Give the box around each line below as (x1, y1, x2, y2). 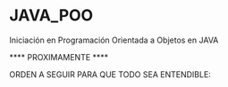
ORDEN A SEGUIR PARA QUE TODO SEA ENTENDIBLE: (9, 68, 212, 80)
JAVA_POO (9, 5, 94, 26)
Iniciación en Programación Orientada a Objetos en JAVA (9, 35, 219, 45)
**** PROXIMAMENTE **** (9, 51, 109, 62)
